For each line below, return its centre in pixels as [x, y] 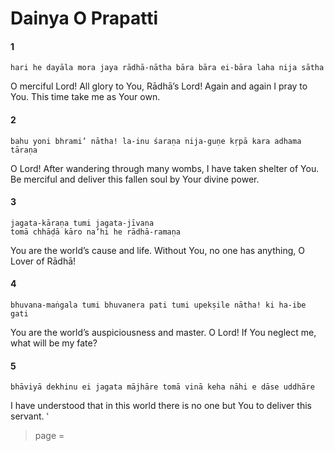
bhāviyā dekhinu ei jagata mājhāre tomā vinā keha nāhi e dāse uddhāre [162, 387]
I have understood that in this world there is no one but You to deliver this [161, 406]
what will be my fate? [54, 343]
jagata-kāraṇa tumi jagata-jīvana [82, 223]
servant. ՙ [30, 416]
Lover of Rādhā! [43, 261]
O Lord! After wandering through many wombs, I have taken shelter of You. [165, 168]
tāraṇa [24, 150]
